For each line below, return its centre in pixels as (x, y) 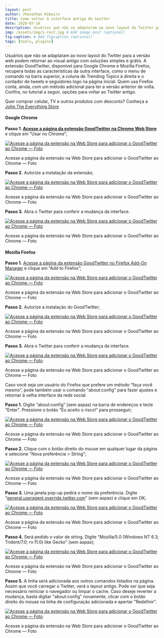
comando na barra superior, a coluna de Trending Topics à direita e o (74, 76)
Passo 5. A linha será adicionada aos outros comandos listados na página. (80, 581)
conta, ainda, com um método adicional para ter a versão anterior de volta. (80, 87)
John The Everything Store (32, 106)
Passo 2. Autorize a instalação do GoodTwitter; (52, 307)
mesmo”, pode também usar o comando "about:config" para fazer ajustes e (81, 390)
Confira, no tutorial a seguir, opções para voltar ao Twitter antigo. (71, 92)
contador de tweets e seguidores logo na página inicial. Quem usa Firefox (79, 81)
